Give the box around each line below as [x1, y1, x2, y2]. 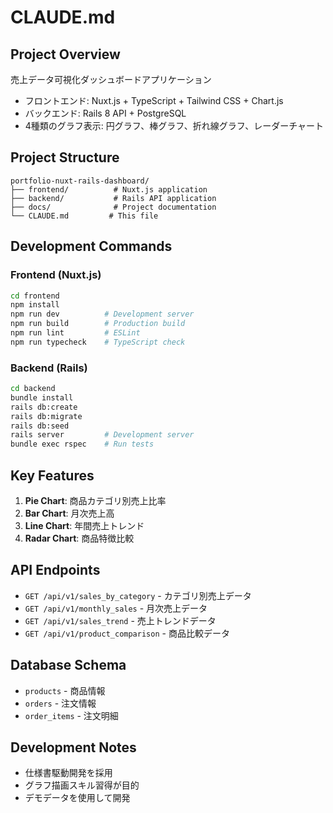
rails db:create [10, 402, 78, 412]
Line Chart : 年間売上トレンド [24, 519, 145, 531]
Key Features [10, 467, 95, 484]
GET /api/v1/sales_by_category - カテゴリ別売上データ [24, 589, 252, 601]
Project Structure [10, 149, 120, 166]
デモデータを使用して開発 [24, 792, 131, 804]
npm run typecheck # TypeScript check [10, 337, 186, 347]
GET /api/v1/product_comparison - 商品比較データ [24, 627, 230, 639]
